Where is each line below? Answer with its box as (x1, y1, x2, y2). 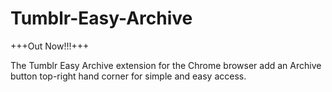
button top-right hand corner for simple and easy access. (10, 70, 247, 82)
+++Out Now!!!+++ (10, 40, 90, 52)
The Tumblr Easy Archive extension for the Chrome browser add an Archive (10, 59, 322, 71)
